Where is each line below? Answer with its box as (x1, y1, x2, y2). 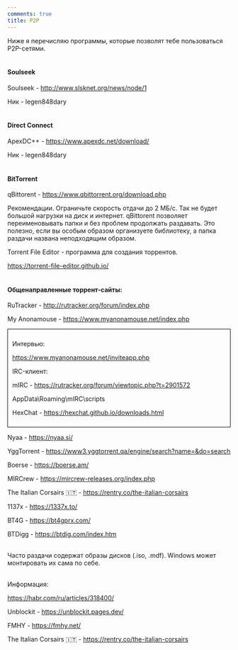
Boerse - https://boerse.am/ (7, 461, 89, 469)
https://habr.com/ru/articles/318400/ (7, 594, 115, 602)
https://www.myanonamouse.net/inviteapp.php (12, 353, 150, 362)
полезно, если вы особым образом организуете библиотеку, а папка (7, 226, 217, 235)
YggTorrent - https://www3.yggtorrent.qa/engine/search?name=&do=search (7, 447, 231, 456)
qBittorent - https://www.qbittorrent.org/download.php (7, 190, 166, 199)
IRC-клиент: (12, 367, 48, 376)
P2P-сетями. (7, 44, 46, 53)
